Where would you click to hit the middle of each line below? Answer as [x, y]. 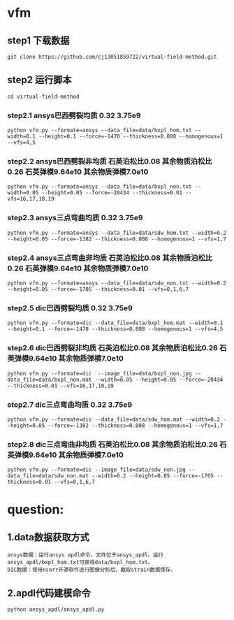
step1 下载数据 [38, 40]
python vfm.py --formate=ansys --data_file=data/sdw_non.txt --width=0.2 [117, 283]
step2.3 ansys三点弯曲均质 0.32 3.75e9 [75, 218]
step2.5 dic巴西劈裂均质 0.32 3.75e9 [70, 308]
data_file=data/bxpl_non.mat [50, 380]
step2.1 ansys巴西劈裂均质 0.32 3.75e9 [74, 115]
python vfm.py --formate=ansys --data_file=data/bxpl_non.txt [100, 187]
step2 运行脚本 [39, 80]
